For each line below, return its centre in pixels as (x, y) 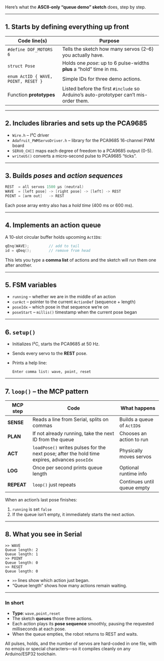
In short (15, 602)
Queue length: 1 (21, 554)
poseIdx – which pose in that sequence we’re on (60, 307)
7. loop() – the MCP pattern (47, 391)
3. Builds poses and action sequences (64, 176)
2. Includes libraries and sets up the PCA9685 (76, 123)
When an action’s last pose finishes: (41, 500)
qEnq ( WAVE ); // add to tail (42, 246)
